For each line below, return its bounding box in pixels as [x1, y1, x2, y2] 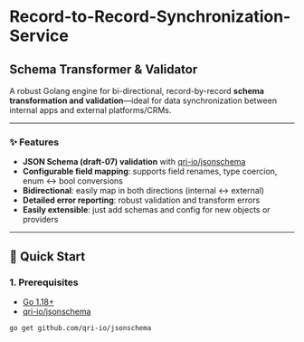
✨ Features [9, 136, 60, 148]
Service [9, 25, 70, 46]
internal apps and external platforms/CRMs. [9, 105, 172, 115]
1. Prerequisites [9, 276, 79, 289]
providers [22, 214, 59, 225]
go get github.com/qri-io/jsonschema [9, 323, 152, 332]
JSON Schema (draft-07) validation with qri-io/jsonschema [22, 157, 246, 167]
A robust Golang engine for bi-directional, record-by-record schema [9, 86, 265, 96]
